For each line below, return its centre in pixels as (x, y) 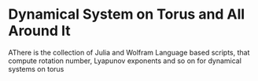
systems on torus (36, 69)
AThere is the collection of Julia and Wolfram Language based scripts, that (129, 52)
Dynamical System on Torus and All (127, 14)
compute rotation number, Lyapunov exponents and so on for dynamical (125, 61)
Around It (39, 31)
